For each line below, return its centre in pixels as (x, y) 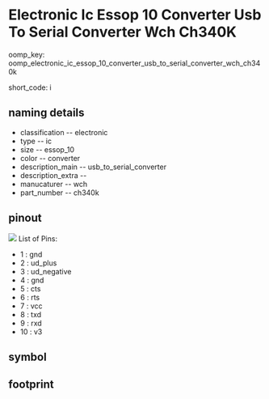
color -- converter (50, 158)
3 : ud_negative (46, 271)
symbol (27, 357)
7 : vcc (31, 306)
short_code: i (30, 87)
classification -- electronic (64, 132)
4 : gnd (32, 280)
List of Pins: (38, 238)
